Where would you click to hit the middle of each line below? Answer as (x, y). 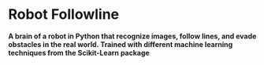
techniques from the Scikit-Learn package (79, 52)
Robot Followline (64, 14)
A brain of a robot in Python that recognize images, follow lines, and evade (132, 36)
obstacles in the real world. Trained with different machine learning (121, 44)
